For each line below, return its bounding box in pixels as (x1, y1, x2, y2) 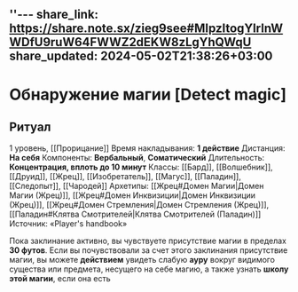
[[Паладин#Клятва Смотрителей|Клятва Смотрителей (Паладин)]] (9, 209, 262, 220)
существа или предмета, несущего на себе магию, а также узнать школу (9, 264, 289, 274)
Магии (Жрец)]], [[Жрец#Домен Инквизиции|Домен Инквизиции (9, 190, 255, 201)
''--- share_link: (9, 7, 99, 22)
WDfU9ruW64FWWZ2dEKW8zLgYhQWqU (9, 35, 252, 50)
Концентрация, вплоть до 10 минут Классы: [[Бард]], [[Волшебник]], (9, 162, 273, 172)
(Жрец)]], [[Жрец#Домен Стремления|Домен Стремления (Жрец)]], (9, 200, 270, 210)
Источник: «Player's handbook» (9, 218, 128, 229)
